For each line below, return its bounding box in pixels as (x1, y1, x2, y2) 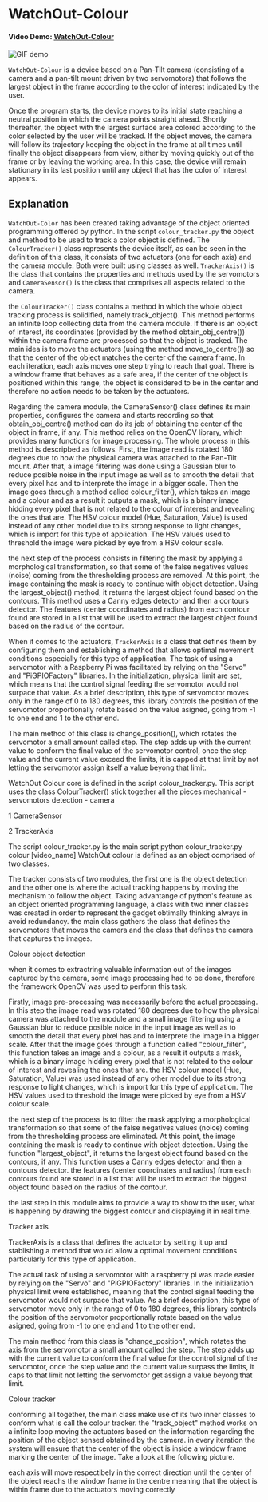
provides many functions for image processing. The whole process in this (8, 436, 250, 446)
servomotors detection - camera (8, 795, 115, 805)
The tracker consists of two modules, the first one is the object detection (8, 875, 247, 884)
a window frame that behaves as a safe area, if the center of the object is (8, 369, 249, 380)
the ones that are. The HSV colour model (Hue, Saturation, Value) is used (8, 512, 249, 522)
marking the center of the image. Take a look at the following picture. (8, 1452, 235, 1462)
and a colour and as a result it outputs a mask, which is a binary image (8, 496, 239, 505)
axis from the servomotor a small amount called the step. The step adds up (8, 1345, 255, 1355)
